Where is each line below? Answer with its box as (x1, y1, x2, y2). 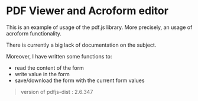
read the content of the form (14, 64, 84, 71)
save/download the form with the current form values (14, 77, 145, 84)
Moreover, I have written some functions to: (6, 53, 112, 60)
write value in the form (14, 70, 70, 77)
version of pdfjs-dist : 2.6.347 (20, 88, 93, 95)
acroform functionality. (6, 30, 62, 37)
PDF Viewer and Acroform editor (6, 4, 168, 18)
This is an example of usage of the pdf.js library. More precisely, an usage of (6, 24, 193, 31)
